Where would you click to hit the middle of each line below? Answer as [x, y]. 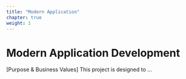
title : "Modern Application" [43, 12]
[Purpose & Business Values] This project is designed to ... [79, 69]
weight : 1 [19, 23]
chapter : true [24, 17]
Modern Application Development [93, 53]
